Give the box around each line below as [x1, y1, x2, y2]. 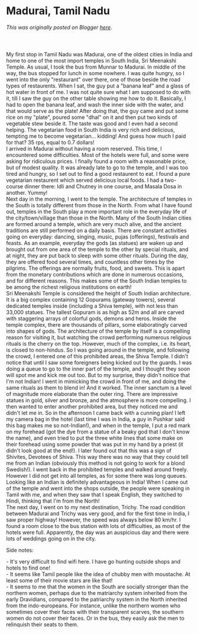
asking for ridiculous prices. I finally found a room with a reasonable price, [6, 157, 187, 165]
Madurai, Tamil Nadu [6, 4, 111, 18]
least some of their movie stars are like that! [6, 577, 113, 584]
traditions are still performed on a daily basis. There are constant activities [6, 227, 187, 234]
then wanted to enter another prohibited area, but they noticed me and [6, 403, 178, 410]
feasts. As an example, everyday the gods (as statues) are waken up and [6, 239, 183, 246]
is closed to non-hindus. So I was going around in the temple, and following [6, 346, 190, 353]
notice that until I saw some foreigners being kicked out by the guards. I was [6, 359, 192, 366]
